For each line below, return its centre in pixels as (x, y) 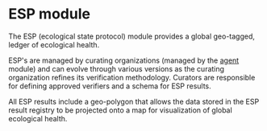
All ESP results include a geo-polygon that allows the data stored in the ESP (134, 101)
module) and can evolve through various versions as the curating (116, 68)
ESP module (50, 14)
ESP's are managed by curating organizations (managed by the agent (124, 60)
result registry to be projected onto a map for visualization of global (120, 110)
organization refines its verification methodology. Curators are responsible (132, 77)
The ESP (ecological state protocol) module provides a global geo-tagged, (132, 36)
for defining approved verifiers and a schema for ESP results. (110, 86)
